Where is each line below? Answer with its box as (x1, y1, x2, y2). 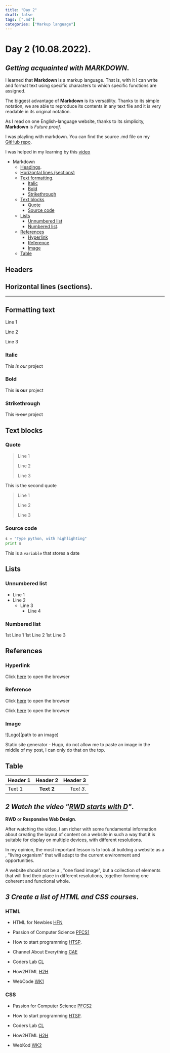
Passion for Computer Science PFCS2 (12, 1003, 92, 1009)
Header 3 (63, 777, 87, 784)
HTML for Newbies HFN (12, 919, 63, 926)
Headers (5, 265, 33, 274)
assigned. (5, 88, 26, 94)
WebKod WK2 (12, 1042, 42, 1048)
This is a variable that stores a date (5, 550, 80, 556)
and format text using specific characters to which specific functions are (5, 82, 157, 89)
